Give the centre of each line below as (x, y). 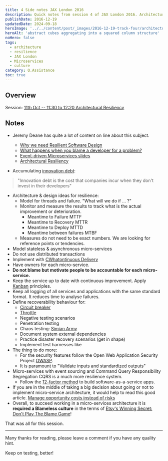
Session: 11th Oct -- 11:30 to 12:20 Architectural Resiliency (65, 107)
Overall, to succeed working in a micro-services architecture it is (79, 403)
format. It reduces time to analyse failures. (56, 297)
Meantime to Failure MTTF (54, 216)
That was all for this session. (34, 423)
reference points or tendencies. (52, 243)
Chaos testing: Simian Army (48, 328)
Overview (21, 95)
